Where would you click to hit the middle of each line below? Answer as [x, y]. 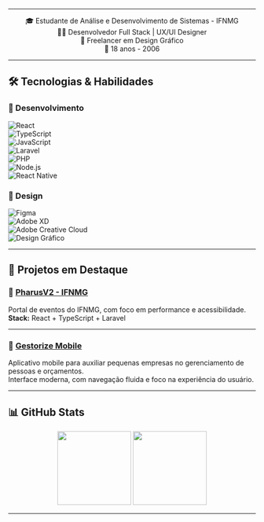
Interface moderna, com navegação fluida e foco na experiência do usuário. [131, 379]
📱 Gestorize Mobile [45, 345]
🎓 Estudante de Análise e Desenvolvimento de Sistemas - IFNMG [132, 21]
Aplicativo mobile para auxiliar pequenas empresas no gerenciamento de [126, 362]
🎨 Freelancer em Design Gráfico [132, 40]
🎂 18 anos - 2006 [132, 49]
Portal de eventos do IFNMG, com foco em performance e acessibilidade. [127, 309]
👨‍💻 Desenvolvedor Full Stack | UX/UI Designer [132, 32]
